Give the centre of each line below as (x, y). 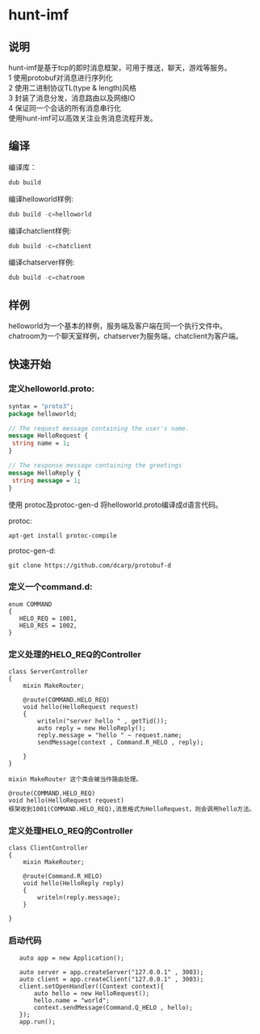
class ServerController (48, 672)
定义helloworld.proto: (52, 389)
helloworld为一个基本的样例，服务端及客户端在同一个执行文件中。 (118, 326)
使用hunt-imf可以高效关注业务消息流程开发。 (83, 118)
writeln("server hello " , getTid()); (103, 721)
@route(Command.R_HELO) (63, 876)
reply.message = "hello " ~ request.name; (110, 736)
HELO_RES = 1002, (48, 625)
